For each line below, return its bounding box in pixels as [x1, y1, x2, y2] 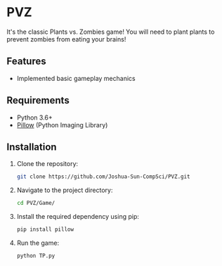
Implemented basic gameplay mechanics [16, 74, 136, 82]
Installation [6, 141, 57, 153]
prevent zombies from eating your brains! [6, 34, 126, 43]
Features [6, 56, 46, 68]
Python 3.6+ [16, 113, 53, 122]
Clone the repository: [16, 160, 79, 168]
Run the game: [16, 239, 60, 247]
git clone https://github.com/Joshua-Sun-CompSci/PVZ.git [16, 173, 190, 180]
